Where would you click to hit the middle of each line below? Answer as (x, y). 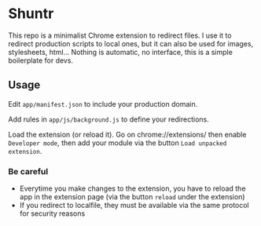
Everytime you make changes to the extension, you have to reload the (132, 188)
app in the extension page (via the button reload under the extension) (132, 197)
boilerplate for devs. (40, 60)
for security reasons (52, 213)
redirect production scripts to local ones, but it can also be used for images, (131, 43)
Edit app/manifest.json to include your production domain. (103, 104)
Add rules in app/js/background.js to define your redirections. (109, 119)
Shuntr (31, 14)
